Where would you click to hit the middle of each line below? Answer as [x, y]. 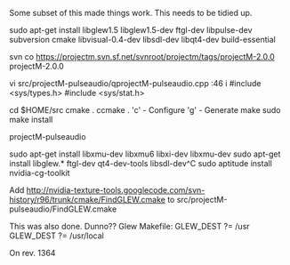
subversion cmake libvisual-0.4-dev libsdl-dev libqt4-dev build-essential [142, 40]
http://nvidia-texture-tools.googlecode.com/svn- [116, 190]
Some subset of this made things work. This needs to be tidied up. [131, 13]
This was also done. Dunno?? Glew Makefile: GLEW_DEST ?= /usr [130, 226]
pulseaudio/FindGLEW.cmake [63, 209]
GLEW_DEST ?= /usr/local [56, 236]
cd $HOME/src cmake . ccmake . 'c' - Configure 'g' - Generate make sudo [145, 110]
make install [31, 120]
